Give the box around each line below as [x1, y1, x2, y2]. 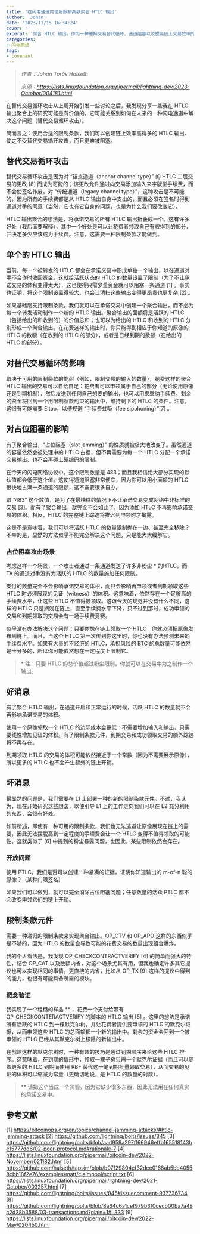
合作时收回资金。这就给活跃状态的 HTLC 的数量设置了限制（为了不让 [16, 274, 185, 281]
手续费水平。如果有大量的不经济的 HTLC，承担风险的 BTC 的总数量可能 [6, 640, 181, 647]
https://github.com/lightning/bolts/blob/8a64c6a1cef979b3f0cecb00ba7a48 [6, 1202, 193, 1210]
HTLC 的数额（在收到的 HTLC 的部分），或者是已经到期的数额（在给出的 [6, 332, 182, 339]
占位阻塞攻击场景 [6, 547, 55, 556]
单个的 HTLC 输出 [6, 249, 70, 260]
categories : [6, 36, 36, 42]
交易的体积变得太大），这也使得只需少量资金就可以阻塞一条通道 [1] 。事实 [11, 282, 190, 289]
